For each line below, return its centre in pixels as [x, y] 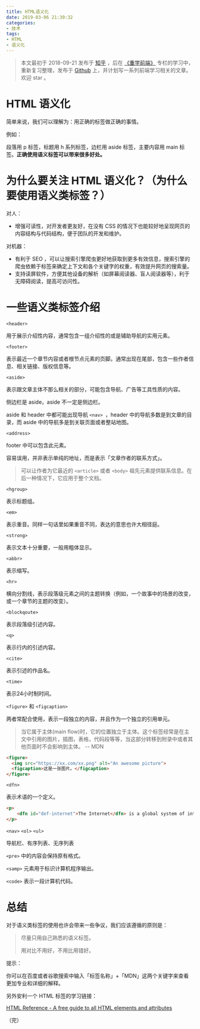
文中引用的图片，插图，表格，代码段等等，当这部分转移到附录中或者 [104, 739]
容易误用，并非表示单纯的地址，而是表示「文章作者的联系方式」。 [86, 458]
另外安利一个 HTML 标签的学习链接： [51, 996]
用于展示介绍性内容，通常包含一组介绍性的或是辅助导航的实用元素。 [90, 335]
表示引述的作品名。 [30, 670]
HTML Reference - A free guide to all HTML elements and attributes [89, 1008]
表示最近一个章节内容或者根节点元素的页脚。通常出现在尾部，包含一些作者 [97, 359]
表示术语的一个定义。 [32, 797]
